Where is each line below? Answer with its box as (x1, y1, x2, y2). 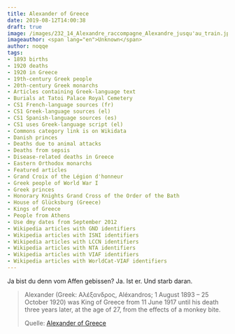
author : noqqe (7, 43, 49, 50)
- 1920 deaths (7, 62, 49, 69)
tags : (7, 50, 23, 57)
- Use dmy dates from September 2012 (7, 218, 117, 225)
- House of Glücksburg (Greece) (7, 199, 101, 207)
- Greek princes (7, 186, 55, 193)
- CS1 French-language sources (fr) (7, 102, 114, 109)
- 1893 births (7, 56, 49, 63)
